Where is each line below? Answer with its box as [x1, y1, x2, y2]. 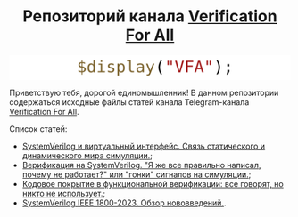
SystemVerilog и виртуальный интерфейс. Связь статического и [21, 141, 266, 152]
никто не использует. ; [21, 189, 106, 199]
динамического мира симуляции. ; [21, 150, 153, 161]
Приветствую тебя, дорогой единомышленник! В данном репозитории [9, 87, 279, 99]
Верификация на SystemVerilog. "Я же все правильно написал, [21, 160, 261, 171]
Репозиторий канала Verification [21, 6, 278, 27]
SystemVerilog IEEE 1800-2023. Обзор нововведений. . [21, 197, 227, 208]
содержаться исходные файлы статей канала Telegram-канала [9, 97, 250, 108]
